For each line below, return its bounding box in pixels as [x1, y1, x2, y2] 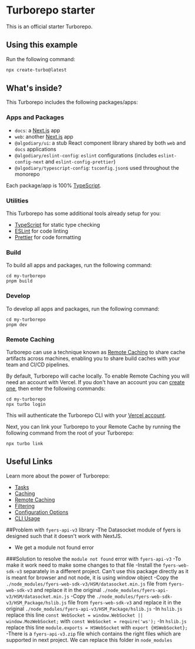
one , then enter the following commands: [6, 385, 106, 392]
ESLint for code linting [14, 227, 69, 235]
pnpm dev [6, 321, 28, 328]
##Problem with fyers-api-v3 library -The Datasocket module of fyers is [6, 526, 181, 533]
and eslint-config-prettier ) [45, 158, 116, 165]
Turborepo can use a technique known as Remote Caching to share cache [6, 348, 186, 355]
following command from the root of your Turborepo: [6, 429, 134, 436]
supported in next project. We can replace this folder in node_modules [6, 636, 173, 643]
